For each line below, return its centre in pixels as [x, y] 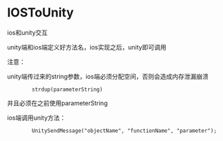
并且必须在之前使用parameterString [57, 103]
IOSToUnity [41, 13]
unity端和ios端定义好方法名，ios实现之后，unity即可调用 [87, 47]
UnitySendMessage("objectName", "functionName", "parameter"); [124, 131]
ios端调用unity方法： [36, 118]
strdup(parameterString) [67, 89]
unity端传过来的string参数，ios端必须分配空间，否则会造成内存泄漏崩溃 [108, 76]
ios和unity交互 [28, 32]
